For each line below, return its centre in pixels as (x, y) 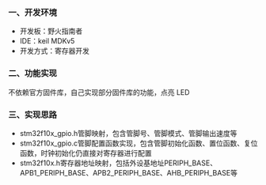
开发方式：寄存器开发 (54, 51)
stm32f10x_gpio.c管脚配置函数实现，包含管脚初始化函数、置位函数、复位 (139, 143)
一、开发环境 (33, 12)
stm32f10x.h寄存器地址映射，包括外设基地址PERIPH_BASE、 (118, 163)
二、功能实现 (33, 74)
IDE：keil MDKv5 (47, 41)
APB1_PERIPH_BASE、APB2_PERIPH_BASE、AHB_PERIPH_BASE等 (128, 172)
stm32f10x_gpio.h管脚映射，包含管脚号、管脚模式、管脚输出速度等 (128, 133)
